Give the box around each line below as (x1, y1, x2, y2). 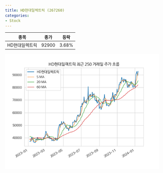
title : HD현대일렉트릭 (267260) (5, 8, 65, 13)
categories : (5, 13, 29, 18)
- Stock (5, 18, 21, 23)
